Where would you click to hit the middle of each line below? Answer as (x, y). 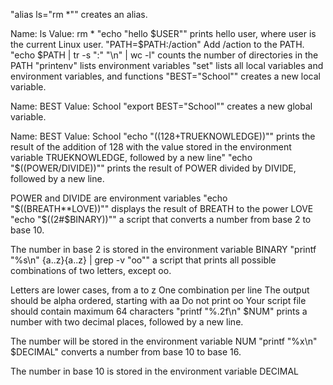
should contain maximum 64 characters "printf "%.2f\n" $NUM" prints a (159, 311)
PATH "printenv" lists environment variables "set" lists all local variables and (167, 65)
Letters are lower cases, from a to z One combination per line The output (160, 290)
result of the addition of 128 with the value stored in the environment (151, 147)
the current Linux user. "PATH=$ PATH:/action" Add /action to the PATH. (157, 44)
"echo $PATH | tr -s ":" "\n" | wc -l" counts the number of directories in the (164, 55)
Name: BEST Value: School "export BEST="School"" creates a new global (161, 106)
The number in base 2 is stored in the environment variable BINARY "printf (163, 249)
